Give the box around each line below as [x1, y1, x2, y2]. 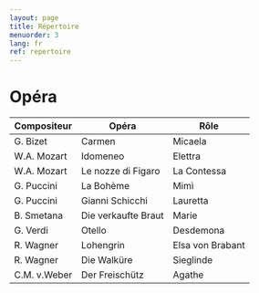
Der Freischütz [80, 268, 144, 281]
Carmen [80, 135, 116, 148]
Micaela [172, 135, 207, 148]
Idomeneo [80, 150, 125, 162]
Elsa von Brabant [172, 239, 245, 252]
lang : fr [9, 38, 43, 48]
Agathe [172, 268, 204, 281]
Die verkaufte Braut [80, 209, 164, 222]
